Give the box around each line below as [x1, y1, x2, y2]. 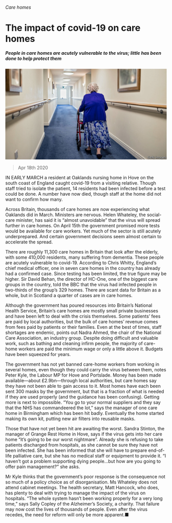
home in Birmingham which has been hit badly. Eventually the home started [5, 410, 164, 416]
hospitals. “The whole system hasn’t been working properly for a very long [5, 495, 163, 501]
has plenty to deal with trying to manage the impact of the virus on [5, 490, 146, 496]
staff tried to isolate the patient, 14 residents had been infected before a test [5, 185, 166, 192]
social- [146, 212, 162, 218]
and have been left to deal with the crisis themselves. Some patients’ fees [5, 313, 161, 320]
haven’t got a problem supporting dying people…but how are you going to [5, 458, 161, 465]
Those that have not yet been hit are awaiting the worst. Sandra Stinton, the [5, 426, 165, 432]
